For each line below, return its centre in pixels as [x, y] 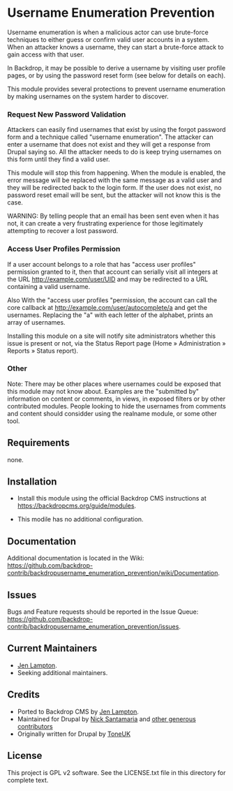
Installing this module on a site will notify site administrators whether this [112, 336]
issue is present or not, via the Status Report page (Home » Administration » [116, 343]
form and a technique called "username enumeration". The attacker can [111, 137]
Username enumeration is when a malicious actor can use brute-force [108, 32]
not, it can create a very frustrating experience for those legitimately [105, 223]
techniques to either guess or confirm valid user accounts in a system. [108, 39]
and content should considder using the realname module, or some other [112, 413]
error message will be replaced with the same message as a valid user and [114, 180]
